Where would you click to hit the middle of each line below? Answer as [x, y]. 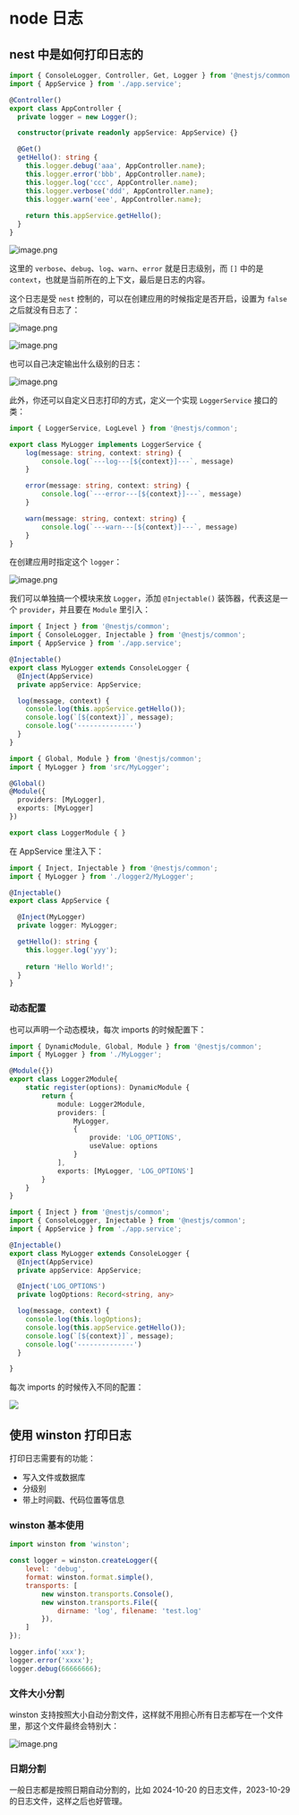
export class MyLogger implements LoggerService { [106, 444]
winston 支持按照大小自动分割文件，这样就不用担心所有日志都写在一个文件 [146, 1714]
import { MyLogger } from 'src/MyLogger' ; [90, 767]
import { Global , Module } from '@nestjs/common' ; [106, 758]
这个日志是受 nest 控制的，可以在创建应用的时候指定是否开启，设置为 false [149, 298]
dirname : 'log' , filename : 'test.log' [129, 1611]
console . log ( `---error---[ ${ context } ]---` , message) [142, 495]
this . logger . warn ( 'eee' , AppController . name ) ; [114, 199]
